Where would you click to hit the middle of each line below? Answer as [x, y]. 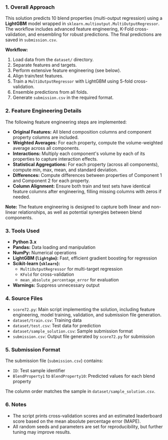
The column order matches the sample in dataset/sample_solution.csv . [80, 392]
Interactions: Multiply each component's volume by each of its [79, 153]
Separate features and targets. [45, 65]
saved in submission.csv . [31, 40]
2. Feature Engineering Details [44, 111]
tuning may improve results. [42, 432]
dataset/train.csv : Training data [47, 320]
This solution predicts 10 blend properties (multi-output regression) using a [84, 18]
